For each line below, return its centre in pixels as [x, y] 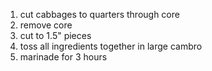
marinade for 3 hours [63, 57]
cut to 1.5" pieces [55, 35]
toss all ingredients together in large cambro [111, 46]
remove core [46, 25]
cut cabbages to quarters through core [99, 14]
